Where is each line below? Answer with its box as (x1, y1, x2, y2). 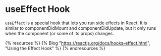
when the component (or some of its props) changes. (5, 30, 114, 36)
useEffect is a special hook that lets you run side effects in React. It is (5, 20, 148, 26)
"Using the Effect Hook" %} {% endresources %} (5, 45, 106, 51)
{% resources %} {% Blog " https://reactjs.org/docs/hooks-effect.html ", (5, 40, 151, 46)
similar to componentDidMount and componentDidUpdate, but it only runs (5, 25, 156, 31)
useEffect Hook (5, 3, 70, 15)
